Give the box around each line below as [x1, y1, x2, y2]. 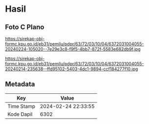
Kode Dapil [7, 111, 33, 118]
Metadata [5, 80, 35, 88]
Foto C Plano [5, 23, 44, 31]
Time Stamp [7, 103, 36, 109]
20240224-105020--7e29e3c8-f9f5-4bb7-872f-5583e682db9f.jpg [5, 46, 141, 52]
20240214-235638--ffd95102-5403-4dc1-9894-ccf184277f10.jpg [5, 66, 138, 72]
